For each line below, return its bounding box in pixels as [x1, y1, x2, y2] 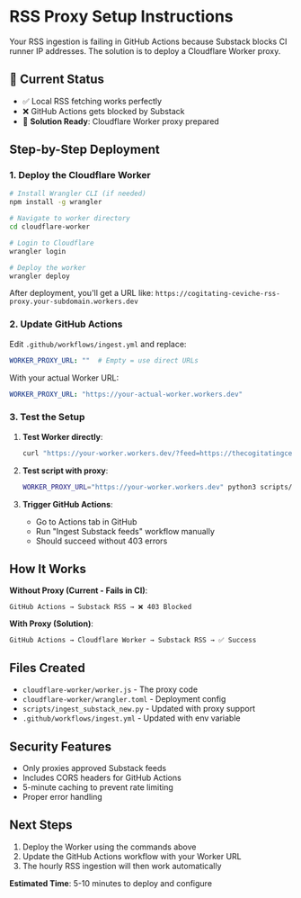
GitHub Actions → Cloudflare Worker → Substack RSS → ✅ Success [9, 636, 257, 645]
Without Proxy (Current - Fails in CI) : [9, 585, 148, 596]
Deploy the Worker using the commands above [22, 841, 197, 852]
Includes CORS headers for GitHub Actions [22, 772, 181, 783]
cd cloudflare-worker [9, 222, 91, 231]
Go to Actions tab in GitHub [35, 516, 137, 527]
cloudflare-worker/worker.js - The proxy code [22, 684, 199, 695]
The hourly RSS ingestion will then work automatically [22, 860, 222, 871]
